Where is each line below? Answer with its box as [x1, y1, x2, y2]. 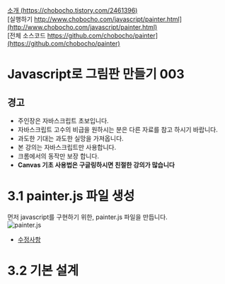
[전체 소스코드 [7, 31, 46, 40]
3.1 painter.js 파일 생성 [7, 188, 135, 204]
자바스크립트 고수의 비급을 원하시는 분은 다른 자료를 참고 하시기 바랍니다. [17, 126, 218, 134]
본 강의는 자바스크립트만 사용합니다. [17, 143, 117, 151]
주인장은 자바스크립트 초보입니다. [17, 117, 109, 125]
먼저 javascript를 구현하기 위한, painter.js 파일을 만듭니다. [7, 213, 168, 221]
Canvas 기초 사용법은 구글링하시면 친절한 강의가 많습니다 [17, 161, 175, 169]
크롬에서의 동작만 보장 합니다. [17, 152, 100, 160]
